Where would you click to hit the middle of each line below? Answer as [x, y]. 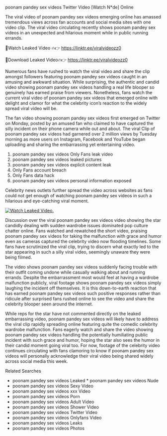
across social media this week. [37, 361]
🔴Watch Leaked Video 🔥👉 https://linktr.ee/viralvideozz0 [63, 48]
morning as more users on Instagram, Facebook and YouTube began [75, 139]
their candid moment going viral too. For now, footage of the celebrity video [83, 345]
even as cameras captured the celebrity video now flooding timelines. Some [83, 241]
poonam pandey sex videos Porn [46, 396]
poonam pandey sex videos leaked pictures [57, 159]
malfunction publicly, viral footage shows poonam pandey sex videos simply [83, 283]
